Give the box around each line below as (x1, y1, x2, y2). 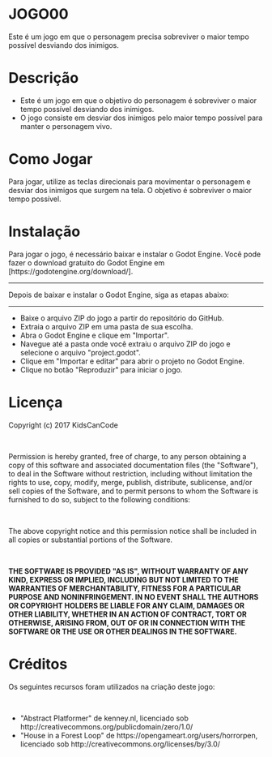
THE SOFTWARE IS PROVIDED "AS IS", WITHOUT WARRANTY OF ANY (8, 566, 249, 576)
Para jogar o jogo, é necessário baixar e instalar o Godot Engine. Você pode (8, 249, 261, 259)
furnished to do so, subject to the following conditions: (8, 494, 190, 504)
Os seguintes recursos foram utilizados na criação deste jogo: (8, 682, 215, 691)
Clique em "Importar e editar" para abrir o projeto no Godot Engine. (19, 356, 245, 366)
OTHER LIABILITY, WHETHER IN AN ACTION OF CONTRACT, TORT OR (8, 609, 247, 619)
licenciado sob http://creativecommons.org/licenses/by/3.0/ (19, 739, 221, 749)
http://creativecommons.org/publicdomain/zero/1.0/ (19, 721, 193, 731)
